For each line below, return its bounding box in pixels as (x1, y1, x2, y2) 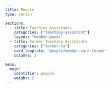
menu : (5, 62, 16, 67)
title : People (5, 7, 35, 12)
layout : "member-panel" (14, 35, 63, 40)
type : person (5, 12, 32, 17)
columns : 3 (14, 53, 37, 58)
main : (9, 66, 21, 72)
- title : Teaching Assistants (9, 25, 72, 30)
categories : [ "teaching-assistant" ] (14, 30, 90, 35)
